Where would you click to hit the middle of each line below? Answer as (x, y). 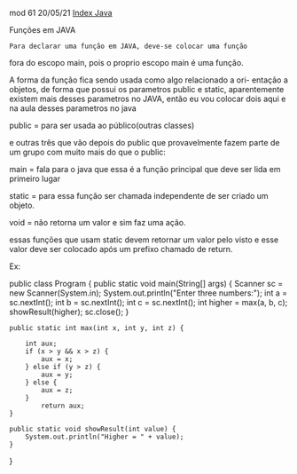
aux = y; (57, 375)
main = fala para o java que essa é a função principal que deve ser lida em (145, 169)
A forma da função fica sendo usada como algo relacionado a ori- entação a (148, 80)
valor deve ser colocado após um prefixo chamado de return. (121, 249)
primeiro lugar (35, 178)
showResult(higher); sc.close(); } (69, 312)
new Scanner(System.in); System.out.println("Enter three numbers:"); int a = (148, 293)
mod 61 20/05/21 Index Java (61, 13)
